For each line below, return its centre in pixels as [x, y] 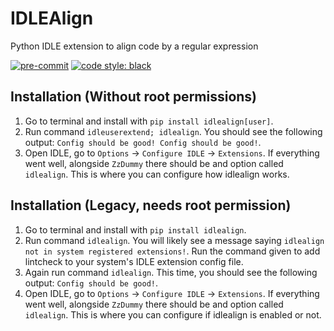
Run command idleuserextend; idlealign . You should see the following [173, 131]
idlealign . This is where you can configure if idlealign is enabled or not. [173, 314]
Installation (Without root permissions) [134, 97]
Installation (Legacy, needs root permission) [151, 205]
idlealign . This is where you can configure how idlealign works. [157, 174]
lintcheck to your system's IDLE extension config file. [134, 261]
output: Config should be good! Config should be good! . [143, 142]
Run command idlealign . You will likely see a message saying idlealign [174, 240]
